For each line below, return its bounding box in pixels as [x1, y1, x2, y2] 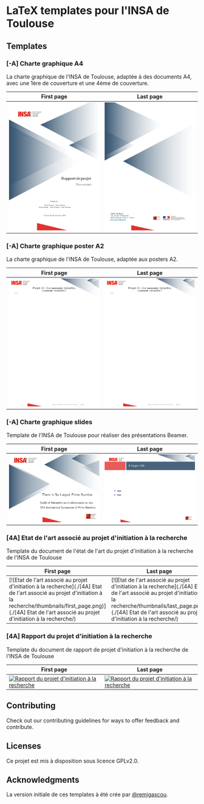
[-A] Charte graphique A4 [6, 59, 84, 68]
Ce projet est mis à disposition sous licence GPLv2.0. [6, 757, 139, 764]
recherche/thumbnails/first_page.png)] [8, 602, 106, 610]
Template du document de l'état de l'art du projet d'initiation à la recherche [6, 547, 194, 555]
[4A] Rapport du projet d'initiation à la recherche [6, 632, 153, 641]
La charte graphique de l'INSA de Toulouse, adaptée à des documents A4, [6, 73, 192, 80]
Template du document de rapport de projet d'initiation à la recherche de [6, 646, 189, 653]
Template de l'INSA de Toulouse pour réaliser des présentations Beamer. [6, 432, 188, 439]
